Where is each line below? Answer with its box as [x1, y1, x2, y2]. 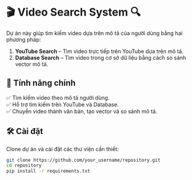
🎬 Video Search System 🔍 [6, 5, 141, 19]
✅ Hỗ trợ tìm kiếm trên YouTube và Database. [6, 101, 119, 108]
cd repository [6, 162, 42, 169]
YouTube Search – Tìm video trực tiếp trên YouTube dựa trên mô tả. [14, 47, 184, 55]
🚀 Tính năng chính [6, 78, 76, 88]
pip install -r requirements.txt [6, 168, 91, 175]
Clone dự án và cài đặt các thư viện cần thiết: [6, 145, 119, 152]
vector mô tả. [14, 60, 48, 68]
